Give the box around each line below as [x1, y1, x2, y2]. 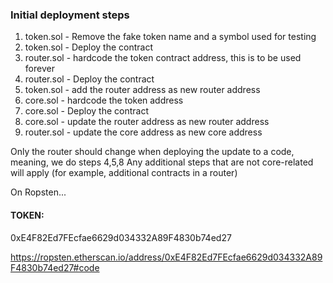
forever [24, 63, 55, 75]
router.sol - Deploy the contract [24, 73, 155, 85]
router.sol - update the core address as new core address [24, 126, 263, 138]
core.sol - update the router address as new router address [24, 116, 270, 128]
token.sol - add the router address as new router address [24, 84, 261, 96]
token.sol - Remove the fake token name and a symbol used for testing [24, 31, 317, 43]
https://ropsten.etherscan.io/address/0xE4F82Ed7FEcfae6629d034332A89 [10, 251, 323, 263]
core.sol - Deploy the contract [24, 105, 149, 117]
